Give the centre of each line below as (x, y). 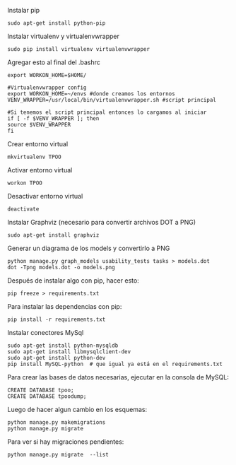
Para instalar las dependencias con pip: (65, 306)
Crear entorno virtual (38, 144)
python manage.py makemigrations (57, 423)
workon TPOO (25, 183)
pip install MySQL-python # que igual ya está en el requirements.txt (115, 364)
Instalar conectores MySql (46, 332)
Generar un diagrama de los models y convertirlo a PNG (89, 248)
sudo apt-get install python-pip (57, 23)
